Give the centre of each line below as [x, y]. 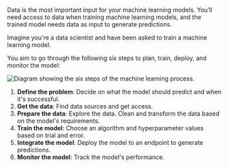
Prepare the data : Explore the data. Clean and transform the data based [118, 113]
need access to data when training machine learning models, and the [104, 17]
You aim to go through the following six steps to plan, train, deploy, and [107, 58]
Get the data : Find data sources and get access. [85, 106]
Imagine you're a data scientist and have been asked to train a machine [107, 38]
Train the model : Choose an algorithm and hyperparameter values [110, 128]
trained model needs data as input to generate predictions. [89, 24]
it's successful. [38, 99]
